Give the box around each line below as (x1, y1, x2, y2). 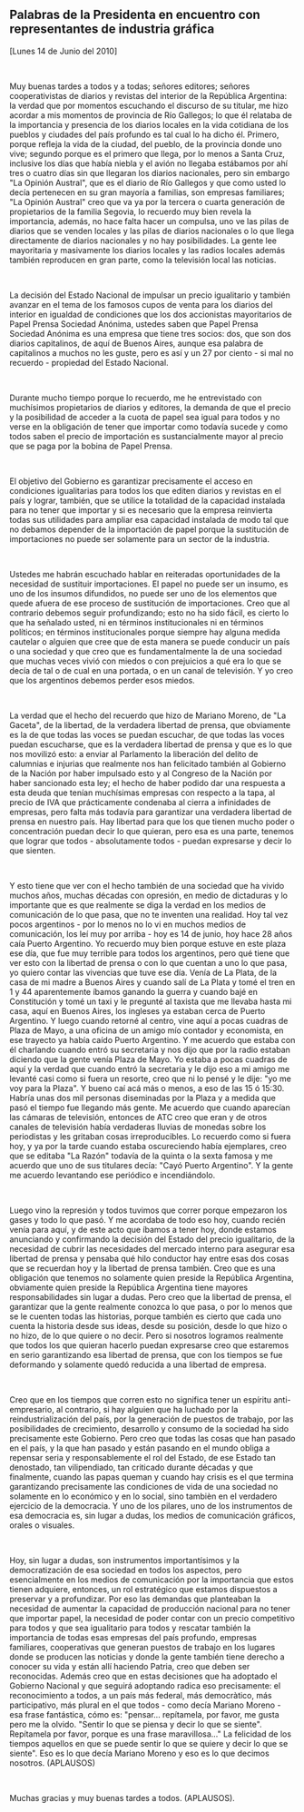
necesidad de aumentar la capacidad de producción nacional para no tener (9, 1602, 291, 1614)
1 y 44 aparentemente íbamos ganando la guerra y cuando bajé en (9, 986, 259, 997)
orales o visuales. (9, 1520, 75, 1531)
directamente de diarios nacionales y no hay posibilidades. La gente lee (9, 235, 278, 246)
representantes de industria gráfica (9, 22, 215, 37)
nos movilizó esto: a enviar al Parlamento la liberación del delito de (9, 748, 259, 759)
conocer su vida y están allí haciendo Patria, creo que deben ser (9, 1660, 250, 1671)
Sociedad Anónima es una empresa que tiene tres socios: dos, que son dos (9, 328, 292, 339)
